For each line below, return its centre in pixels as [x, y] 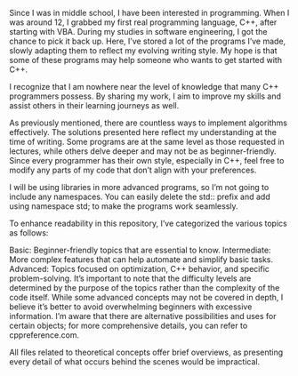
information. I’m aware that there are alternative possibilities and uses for [143, 316]
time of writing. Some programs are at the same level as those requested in [147, 142]
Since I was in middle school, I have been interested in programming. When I [149, 13]
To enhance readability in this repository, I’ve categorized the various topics [148, 223]
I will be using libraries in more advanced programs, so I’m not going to [139, 187]
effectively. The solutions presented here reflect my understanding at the [143, 132]
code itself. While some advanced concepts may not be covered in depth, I [146, 297]
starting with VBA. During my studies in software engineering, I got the [138, 32]
